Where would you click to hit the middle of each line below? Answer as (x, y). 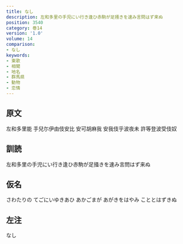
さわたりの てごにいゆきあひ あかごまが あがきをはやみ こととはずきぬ (91, 200)
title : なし (20, 11)
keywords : (18, 55)
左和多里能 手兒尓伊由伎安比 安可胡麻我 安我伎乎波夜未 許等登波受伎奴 (91, 128)
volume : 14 (19, 39)
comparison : (21, 45)
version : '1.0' (25, 34)
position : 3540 (25, 22)
